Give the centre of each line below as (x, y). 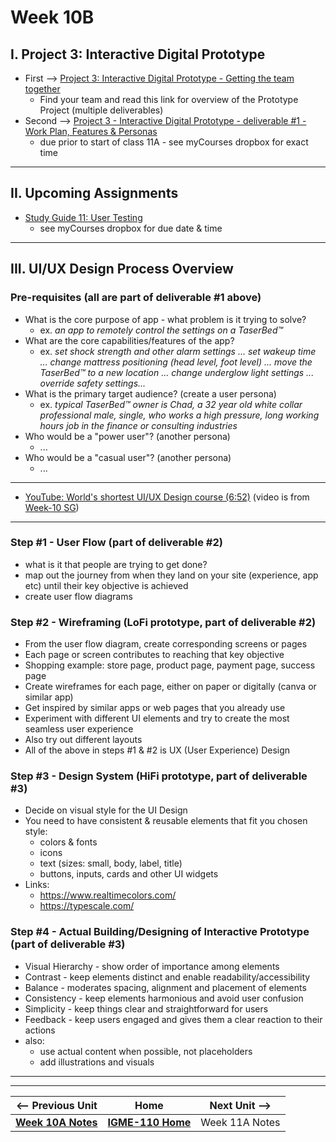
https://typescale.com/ (87, 906)
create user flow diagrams (78, 596)
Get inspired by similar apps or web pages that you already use (155, 708)
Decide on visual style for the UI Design (106, 810)
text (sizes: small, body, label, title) (111, 863)
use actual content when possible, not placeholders (146, 1051)
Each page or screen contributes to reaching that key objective (154, 655)
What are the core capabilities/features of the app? (129, 340)
